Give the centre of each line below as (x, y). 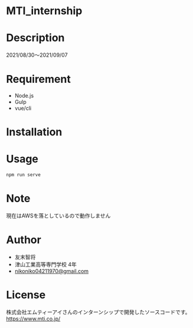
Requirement (38, 79)
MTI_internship (44, 11)
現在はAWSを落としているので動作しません (58, 216)
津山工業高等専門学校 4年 (45, 264)
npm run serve (24, 175)
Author (24, 240)
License (26, 295)
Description (35, 38)
